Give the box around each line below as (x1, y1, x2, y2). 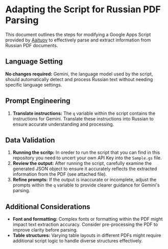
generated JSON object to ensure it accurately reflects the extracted (12, 165, 157, 172)
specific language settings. (5, 81, 62, 88)
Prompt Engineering (5, 96, 70, 106)
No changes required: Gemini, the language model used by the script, (5, 71, 153, 77)
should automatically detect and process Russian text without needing (5, 76, 153, 82)
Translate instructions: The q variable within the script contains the (12, 110, 156, 116)
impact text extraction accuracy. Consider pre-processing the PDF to (12, 221, 158, 227)
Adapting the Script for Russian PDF (5, 4, 161, 15)
